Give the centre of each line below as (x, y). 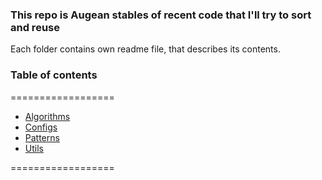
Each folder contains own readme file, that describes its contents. (145, 49)
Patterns (42, 137)
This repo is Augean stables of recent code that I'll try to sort (161, 15)
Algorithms (47, 116)
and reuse (35, 27)
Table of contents (54, 75)
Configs (41, 127)
